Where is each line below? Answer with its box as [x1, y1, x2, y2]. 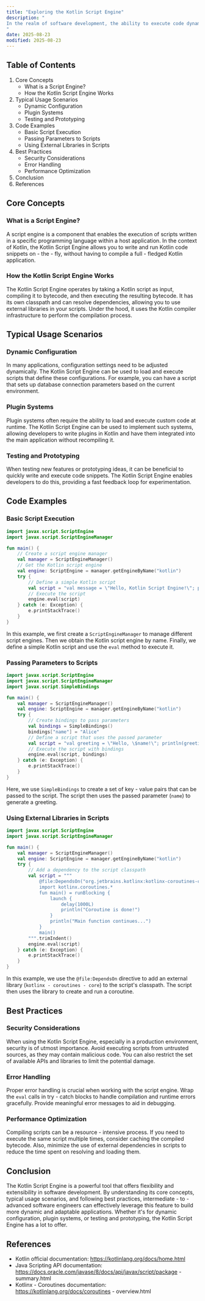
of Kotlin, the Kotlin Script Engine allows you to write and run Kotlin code [6, 243, 188, 251]
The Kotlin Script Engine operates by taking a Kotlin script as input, [6, 285, 174, 293]
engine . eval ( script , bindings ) [28, 751, 108, 758]
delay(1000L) [60, 901, 95, 908]
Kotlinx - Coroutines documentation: [15, 1281, 107, 1289]
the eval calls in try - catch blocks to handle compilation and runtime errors [6, 1093, 196, 1100]
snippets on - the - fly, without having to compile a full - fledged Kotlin [6, 250, 183, 257]
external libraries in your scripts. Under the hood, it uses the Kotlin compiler [6, 305, 196, 312]
